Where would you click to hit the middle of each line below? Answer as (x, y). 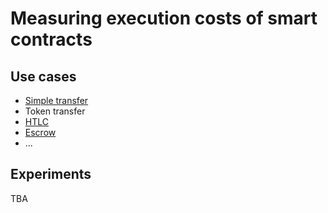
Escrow (40, 132)
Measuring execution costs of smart (164, 18)
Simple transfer (56, 100)
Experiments (51, 174)
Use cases (43, 76)
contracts (51, 39)
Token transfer (55, 111)
